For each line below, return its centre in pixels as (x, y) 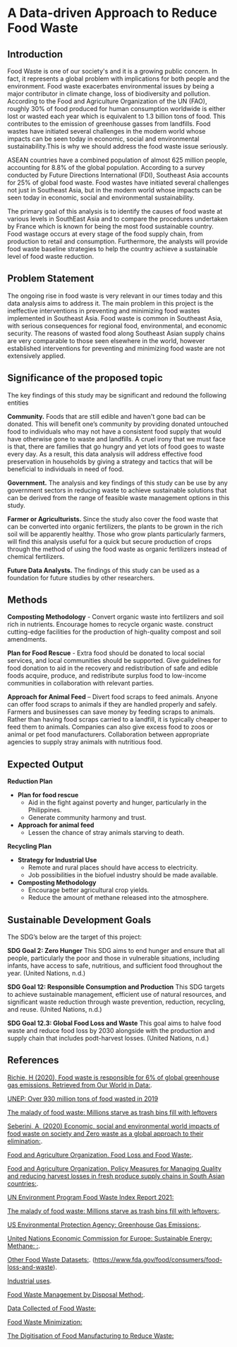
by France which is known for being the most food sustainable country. (110, 226)
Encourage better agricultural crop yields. (89, 890)
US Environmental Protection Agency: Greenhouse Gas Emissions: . (104, 1225)
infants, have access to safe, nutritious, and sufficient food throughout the (115, 966)
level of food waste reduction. (50, 256)
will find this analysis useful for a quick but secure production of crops (110, 541)
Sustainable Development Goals (79, 920)
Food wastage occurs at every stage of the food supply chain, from (105, 234)
